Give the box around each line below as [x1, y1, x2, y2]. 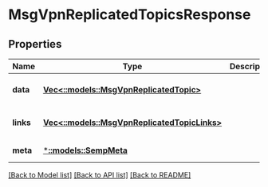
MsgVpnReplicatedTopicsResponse [8, 6, 251, 24]
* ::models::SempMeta [42, 145, 128, 156]
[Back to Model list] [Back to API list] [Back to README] [8, 170, 191, 180]
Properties [8, 37, 62, 51]
